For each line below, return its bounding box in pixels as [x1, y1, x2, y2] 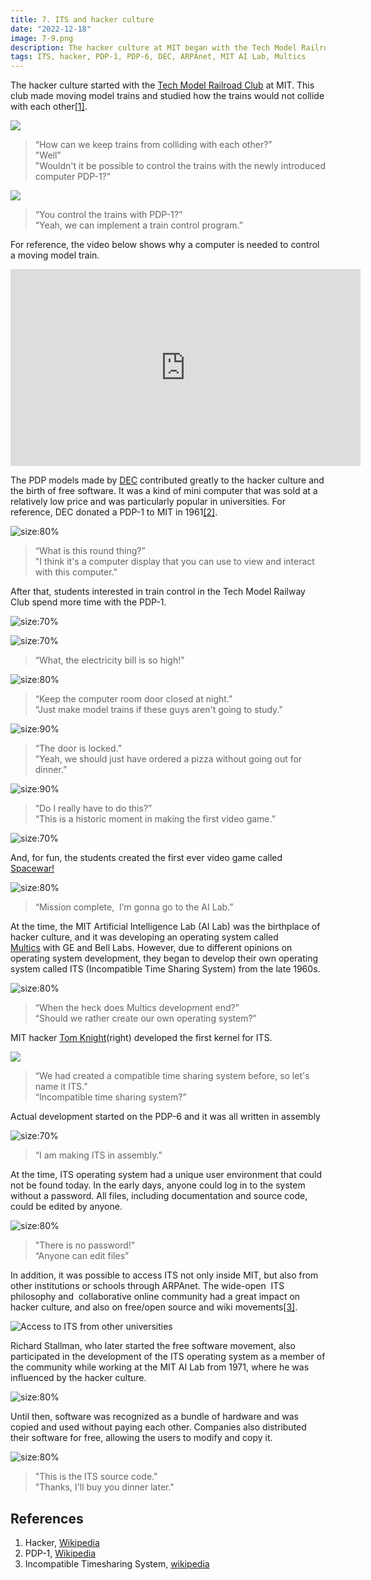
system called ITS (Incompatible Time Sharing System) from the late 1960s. [10, 963, 321, 975]
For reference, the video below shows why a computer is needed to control [10, 239, 320, 251]
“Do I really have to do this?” [34, 802, 153, 815]
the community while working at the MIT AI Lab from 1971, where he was [10, 1361, 310, 1373]
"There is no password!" [34, 1239, 136, 1251]
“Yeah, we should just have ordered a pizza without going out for [34, 753, 303, 765]
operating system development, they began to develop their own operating [10, 952, 319, 965]
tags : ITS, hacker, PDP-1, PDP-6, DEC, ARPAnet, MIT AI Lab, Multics [10, 52, 307, 62]
